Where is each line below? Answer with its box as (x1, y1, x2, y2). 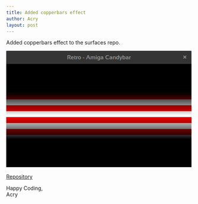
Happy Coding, (6, 184, 43, 192)
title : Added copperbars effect (6, 9, 86, 15)
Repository (6, 173, 33, 180)
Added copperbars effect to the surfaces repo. (6, 39, 120, 46)
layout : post (6, 22, 39, 28)
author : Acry (6, 15, 39, 22)
